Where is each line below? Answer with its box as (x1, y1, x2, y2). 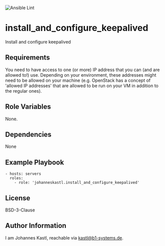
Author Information (5, 221, 66, 230)
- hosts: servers (5, 171, 41, 176)
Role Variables (5, 103, 51, 111)
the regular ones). (5, 88, 42, 94)
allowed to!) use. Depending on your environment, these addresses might (5, 72, 156, 78)
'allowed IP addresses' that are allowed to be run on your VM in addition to (5, 83, 158, 89)
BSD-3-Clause (5, 207, 35, 213)
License (5, 193, 30, 202)
